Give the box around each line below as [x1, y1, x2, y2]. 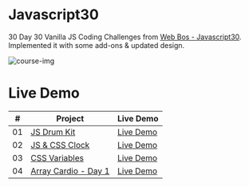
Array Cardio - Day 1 [30, 165, 110, 177]
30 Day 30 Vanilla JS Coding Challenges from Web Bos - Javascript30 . [8, 32, 242, 42]
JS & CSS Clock [30, 139, 90, 150]
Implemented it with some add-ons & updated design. [8, 40, 185, 50]
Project [56, 113, 85, 124]
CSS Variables [30, 152, 84, 163]
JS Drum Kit [30, 126, 76, 137]
